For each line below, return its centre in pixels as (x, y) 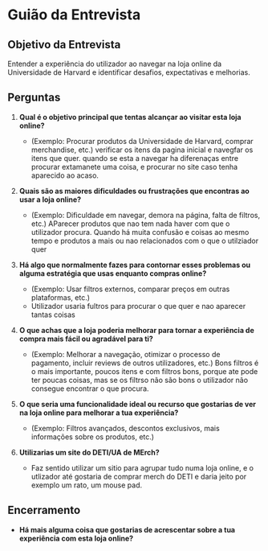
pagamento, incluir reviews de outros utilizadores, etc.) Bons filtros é (145, 363)
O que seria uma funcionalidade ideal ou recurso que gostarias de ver (138, 404)
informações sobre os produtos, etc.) (92, 437)
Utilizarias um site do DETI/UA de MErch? (89, 452)
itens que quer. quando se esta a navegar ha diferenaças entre (134, 158)
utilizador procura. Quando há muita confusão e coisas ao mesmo (140, 232)
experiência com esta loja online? (76, 538)
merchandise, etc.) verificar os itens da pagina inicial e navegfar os (142, 150)
